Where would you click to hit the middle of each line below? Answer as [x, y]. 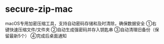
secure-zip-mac [39, 9]
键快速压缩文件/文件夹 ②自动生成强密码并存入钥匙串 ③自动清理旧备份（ [80, 29]
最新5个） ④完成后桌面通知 [38, 36]
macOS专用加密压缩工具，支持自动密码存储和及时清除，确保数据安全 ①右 [81, 23]
